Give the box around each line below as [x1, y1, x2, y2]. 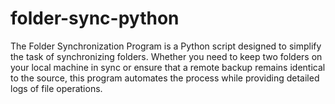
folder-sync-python [10, 7, 180, 30]
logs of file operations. [10, 82, 103, 94]
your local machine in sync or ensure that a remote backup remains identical [10, 61, 326, 73]
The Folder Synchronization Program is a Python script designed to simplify [10, 40, 322, 52]
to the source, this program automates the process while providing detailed [10, 72, 320, 84]
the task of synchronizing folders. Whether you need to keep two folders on [10, 50, 323, 62]
